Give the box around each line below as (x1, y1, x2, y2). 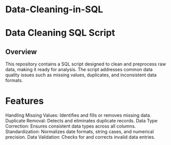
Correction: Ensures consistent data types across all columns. (5, 123, 136, 129)
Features (5, 95, 44, 107)
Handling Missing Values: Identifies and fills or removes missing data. (5, 112, 152, 118)
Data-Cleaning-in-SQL (5, 4, 103, 15)
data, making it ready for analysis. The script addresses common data (5, 67, 153, 73)
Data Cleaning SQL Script (5, 27, 115, 39)
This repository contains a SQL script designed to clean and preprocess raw (5, 61, 166, 67)
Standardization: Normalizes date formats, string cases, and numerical (5, 129, 154, 135)
